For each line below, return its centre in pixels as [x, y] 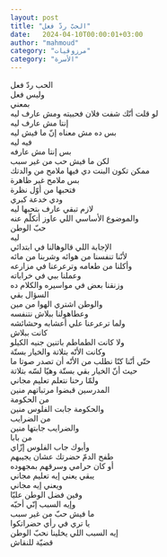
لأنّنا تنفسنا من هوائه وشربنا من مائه [69, 256]
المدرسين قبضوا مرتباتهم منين [60, 390]
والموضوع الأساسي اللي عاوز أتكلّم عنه [75, 218]
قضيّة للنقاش [32, 542]
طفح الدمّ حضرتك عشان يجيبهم [62, 457]
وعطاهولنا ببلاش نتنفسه [49, 313]
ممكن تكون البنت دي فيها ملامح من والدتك [80, 170]
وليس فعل [28, 94]
